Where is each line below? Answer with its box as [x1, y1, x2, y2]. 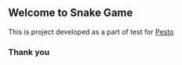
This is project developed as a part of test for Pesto [8, 27, 174, 36]
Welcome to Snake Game [8, 6, 133, 20]
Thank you [8, 46, 49, 57]
